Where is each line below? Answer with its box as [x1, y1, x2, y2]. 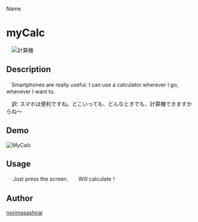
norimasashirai [6, 209, 43, 217]
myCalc [6, 26, 45, 40]
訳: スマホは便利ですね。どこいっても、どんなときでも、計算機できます [11, 100, 187, 107]
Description [6, 64, 51, 74]
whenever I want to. [6, 88, 55, 95]
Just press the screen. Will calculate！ [13, 175, 117, 182]
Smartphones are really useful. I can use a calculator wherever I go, [11, 81, 179, 88]
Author [6, 193, 33, 203]
